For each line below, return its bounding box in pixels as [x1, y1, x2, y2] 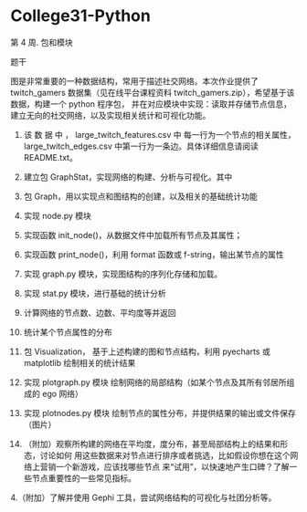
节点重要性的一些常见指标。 [31, 472, 136, 484]
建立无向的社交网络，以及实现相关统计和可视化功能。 [10, 110, 211, 120]
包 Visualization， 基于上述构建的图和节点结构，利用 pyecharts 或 [23, 346, 270, 357]
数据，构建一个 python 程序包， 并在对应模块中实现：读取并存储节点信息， [10, 98, 291, 110]
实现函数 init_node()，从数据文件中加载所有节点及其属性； [23, 229, 243, 240]
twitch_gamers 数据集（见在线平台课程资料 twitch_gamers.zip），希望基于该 [10, 87, 295, 98]
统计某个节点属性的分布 [23, 326, 112, 338]
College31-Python [10, 5, 152, 26]
